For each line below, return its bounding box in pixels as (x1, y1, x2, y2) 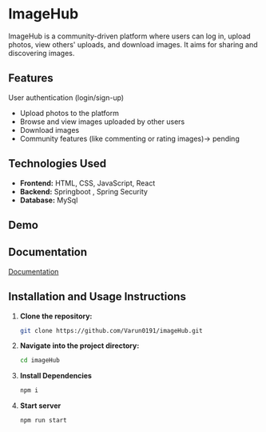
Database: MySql (19, 195, 78, 205)
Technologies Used (8, 157, 106, 170)
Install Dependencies (19, 371, 92, 381)
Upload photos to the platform (19, 108, 120, 118)
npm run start (19, 417, 67, 425)
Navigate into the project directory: (19, 341, 140, 350)
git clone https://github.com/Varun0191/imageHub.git (19, 326, 203, 334)
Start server (19, 401, 62, 410)
